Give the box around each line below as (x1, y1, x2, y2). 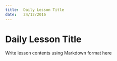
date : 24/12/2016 (5, 12, 46, 17)
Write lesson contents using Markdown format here (5, 50, 112, 56)
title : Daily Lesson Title (5, 7, 65, 12)
